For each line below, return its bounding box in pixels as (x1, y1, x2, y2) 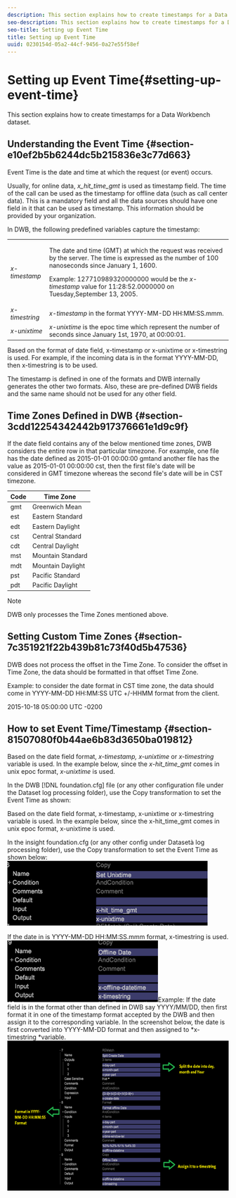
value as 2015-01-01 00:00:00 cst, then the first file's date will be (7, 461, 195, 471)
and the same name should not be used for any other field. (7, 389, 177, 397)
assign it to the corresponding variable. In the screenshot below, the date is (7, 1018, 225, 1026)
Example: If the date (157, 995, 216, 1004)
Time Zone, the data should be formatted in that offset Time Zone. (7, 668, 199, 676)
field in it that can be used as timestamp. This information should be (7, 204, 204, 212)
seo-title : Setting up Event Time (7, 26, 109, 33)
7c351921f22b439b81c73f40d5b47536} (7, 642, 188, 654)
